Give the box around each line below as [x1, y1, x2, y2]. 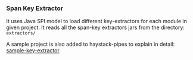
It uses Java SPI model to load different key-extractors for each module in [6, 18, 188, 25]
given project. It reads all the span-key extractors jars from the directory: [6, 24, 185, 31]
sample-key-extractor [6, 47, 60, 54]
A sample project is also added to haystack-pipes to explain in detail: [6, 40, 175, 48]
